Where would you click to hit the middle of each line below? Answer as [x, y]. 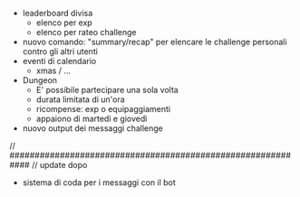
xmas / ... [53, 70]
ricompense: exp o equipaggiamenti [103, 109]
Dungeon [39, 80]
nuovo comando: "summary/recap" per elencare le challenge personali [155, 42]
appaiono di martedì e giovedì [92, 118]
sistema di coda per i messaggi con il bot [99, 183]
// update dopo [59, 165]
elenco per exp [64, 23]
